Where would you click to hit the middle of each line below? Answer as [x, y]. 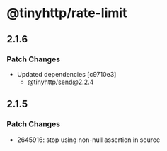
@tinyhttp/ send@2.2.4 [61, 82]
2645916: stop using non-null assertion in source [88, 140]
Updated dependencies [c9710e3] [67, 74]
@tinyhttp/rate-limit [67, 13]
